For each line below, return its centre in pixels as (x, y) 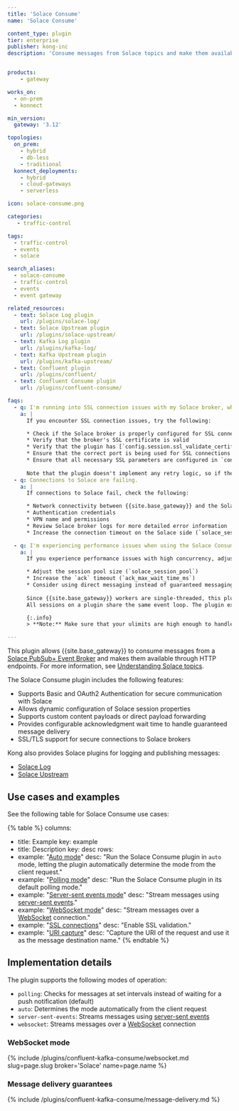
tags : (15, 236)
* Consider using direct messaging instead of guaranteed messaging (130, 585)
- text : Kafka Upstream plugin (60, 355)
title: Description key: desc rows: (65, 849)
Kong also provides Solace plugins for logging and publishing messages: (114, 753)
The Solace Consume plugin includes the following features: (95, 680)
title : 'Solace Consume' (44, 14)
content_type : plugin (39, 34)
